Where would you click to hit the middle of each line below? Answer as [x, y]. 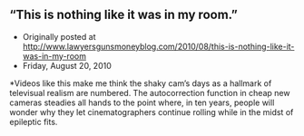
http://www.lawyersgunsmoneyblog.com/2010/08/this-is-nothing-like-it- [158, 46]
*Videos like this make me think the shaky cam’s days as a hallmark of [141, 83]
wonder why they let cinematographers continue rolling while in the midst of [152, 112]
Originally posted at [59, 36]
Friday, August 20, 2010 [67, 65]
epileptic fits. [34, 121]
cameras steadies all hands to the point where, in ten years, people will [142, 102]
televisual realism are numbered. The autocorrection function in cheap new [150, 92]
